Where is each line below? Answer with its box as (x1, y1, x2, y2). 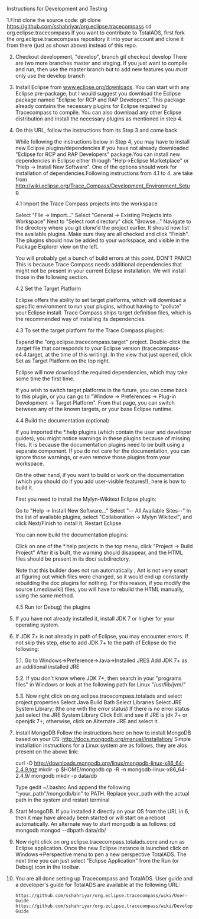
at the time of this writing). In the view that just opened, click (45, 351, 193, 358)
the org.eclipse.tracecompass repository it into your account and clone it (6, 36, 184, 42)
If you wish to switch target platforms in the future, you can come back (15, 387, 188, 393)
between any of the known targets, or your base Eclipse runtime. (15, 406, 173, 412)
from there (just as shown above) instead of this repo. (6, 42, 138, 49)
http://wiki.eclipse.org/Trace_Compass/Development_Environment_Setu (15, 182, 191, 189)
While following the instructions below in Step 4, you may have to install (15, 138, 190, 145)
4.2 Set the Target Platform (15, 285, 81, 292)
